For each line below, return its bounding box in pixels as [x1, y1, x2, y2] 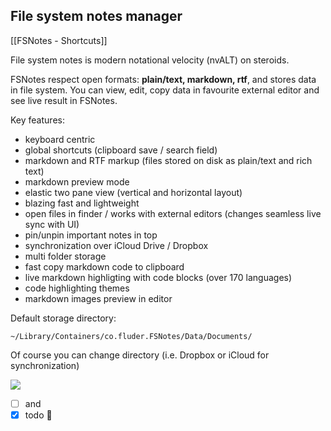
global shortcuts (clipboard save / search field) [24, 144, 218, 156]
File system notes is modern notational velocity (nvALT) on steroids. [10, 54, 290, 66]
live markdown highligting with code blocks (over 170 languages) [24, 271, 293, 283]
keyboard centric [24, 133, 96, 145]
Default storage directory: [10, 312, 117, 324]
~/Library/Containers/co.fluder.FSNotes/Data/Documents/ [10, 331, 253, 341]
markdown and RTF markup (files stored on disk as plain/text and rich [24, 154, 313, 166]
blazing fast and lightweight [24, 197, 140, 209]
